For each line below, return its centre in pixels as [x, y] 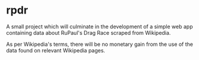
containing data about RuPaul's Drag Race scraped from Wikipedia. [89, 32]
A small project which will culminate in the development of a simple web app [99, 26]
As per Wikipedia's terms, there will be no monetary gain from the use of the [100, 44]
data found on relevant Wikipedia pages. [56, 50]
